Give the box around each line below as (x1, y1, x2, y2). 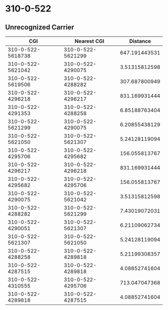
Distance (129, 38, 151, 44)
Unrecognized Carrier (5, 23, 74, 31)
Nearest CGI (74, 38, 104, 44)
